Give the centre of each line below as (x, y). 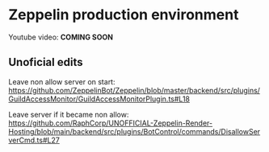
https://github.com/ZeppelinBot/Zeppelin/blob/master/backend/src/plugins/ (134, 90)
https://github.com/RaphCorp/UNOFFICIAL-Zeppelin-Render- (110, 123)
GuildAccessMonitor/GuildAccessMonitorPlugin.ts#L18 (99, 99)
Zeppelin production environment (124, 15)
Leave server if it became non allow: (69, 114)
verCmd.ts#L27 (34, 140)
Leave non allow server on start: (62, 81)
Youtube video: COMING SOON (61, 37)
